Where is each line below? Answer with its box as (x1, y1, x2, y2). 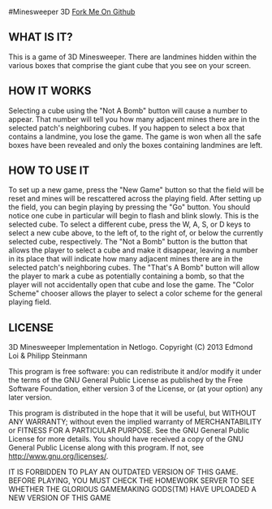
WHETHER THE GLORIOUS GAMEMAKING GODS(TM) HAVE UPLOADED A (8, 485, 257, 494)
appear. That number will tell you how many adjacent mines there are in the (8, 114, 260, 124)
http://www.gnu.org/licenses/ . (8, 451, 109, 461)
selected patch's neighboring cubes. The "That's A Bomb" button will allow (8, 263, 260, 273)
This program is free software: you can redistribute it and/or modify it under (8, 367, 261, 377)
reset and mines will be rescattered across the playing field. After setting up (8, 194, 262, 204)
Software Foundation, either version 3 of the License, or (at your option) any (8, 384, 263, 394)
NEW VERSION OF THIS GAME (8, 493, 111, 503)
